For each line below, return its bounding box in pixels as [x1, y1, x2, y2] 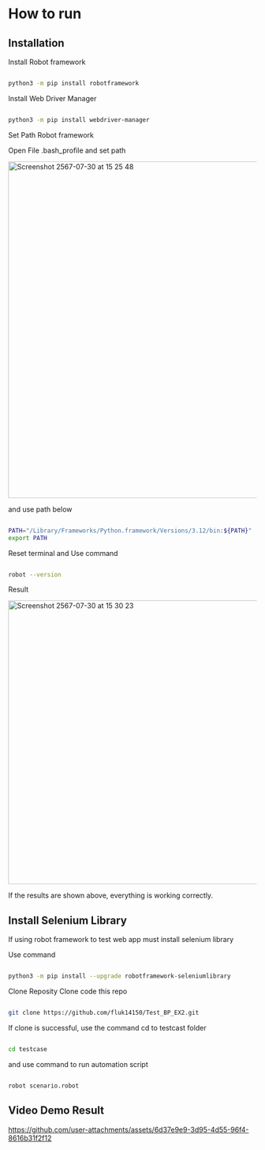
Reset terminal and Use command [8, 548, 118, 558]
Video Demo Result [8, 1104, 105, 1118]
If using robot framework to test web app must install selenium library [8, 935, 234, 944]
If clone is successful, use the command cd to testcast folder [8, 1023, 207, 1032]
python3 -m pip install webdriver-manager [8, 115, 150, 123]
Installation [8, 36, 65, 50]
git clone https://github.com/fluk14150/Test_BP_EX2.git [8, 1009, 200, 1017]
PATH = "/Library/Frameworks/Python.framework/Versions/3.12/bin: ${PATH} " [8, 527, 252, 535]
